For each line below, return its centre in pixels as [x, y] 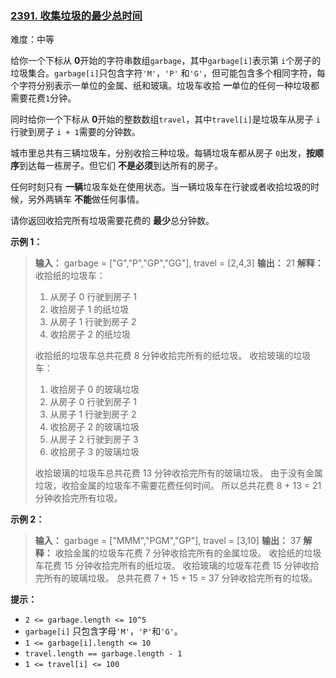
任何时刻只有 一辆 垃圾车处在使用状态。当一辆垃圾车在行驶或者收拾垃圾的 [160, 187]
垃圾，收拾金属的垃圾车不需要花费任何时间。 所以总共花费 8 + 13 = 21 [178, 486]
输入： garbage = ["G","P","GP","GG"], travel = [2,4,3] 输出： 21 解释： [179, 263]
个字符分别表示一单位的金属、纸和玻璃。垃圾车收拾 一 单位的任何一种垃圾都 [165, 86]
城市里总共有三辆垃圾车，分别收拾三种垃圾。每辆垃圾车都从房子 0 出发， [158, 153]
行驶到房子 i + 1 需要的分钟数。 [75, 132]
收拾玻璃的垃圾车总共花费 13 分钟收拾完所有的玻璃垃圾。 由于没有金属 [178, 473]
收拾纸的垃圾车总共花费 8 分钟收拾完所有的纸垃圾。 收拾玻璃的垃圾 [173, 356]
